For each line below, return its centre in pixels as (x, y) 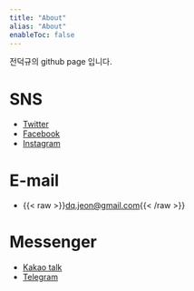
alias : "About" (38, 26)
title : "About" (38, 18)
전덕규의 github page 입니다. (61, 62)
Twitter (36, 125)
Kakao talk (42, 267)
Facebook (41, 134)
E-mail (34, 181)
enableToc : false (42, 35)
